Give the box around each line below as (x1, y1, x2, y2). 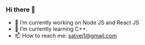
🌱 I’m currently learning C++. (14, 25, 88, 32)
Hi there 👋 (6, 5, 36, 14)
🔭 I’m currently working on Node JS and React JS (14, 19, 139, 26)
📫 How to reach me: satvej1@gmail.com (14, 32, 117, 40)
